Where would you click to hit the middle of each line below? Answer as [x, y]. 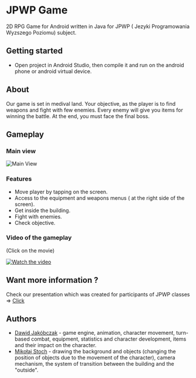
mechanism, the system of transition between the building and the [94, 364]
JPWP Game [37, 10]
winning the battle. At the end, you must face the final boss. [78, 116]
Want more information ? [52, 280]
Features [19, 179]
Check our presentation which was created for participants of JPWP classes [98, 294]
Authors [21, 319]
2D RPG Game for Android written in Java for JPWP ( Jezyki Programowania [98, 26]
